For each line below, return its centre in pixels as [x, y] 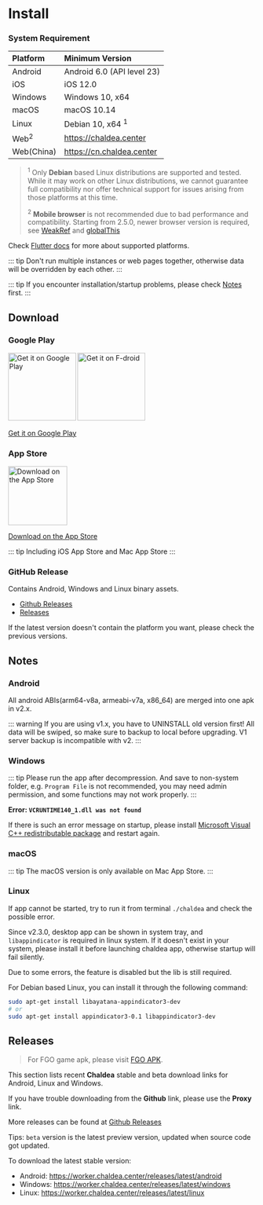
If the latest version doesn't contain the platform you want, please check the [131, 628]
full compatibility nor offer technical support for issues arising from [136, 189]
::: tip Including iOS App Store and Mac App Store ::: [92, 551]
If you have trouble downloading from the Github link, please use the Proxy [130, 1099]
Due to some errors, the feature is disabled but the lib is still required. [120, 972]
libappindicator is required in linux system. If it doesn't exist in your [119, 940]
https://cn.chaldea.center [111, 152]
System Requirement [49, 38]
